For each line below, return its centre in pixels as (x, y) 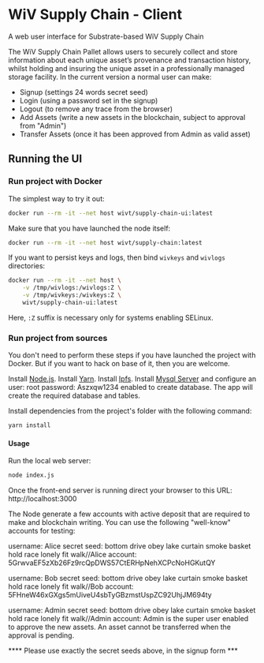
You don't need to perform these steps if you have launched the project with (132, 355)
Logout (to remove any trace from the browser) (96, 109)
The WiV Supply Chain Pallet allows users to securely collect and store (123, 51)
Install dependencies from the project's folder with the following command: (130, 411)
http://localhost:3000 (43, 499)
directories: (27, 266)
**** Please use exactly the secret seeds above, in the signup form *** (123, 651)
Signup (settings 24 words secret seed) (84, 92)
